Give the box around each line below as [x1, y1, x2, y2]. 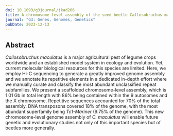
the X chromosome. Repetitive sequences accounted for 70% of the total [5, 98, 161, 104]
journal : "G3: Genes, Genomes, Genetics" [5, 17, 96, 22]
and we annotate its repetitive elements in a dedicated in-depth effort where [5, 76, 167, 82]
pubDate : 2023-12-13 [5, 21, 50, 27]
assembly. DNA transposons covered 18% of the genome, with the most [5, 103, 158, 109]
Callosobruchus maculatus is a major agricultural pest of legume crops [5, 54, 156, 60]
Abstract [5, 40, 34, 49]
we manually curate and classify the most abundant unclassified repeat [5, 81, 157, 87]
